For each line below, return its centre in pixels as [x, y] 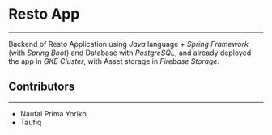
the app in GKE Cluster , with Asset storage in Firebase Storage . [114, 61]
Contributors [42, 87]
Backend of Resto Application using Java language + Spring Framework [129, 44]
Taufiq [31, 122]
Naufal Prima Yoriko [53, 113]
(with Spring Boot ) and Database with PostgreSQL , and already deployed [130, 53]
